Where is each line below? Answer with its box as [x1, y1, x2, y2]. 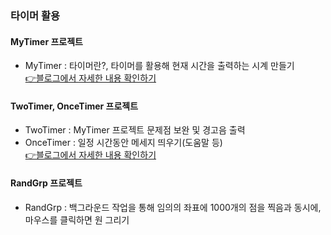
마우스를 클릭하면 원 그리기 [24, 213, 130, 226]
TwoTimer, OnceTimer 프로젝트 [10, 100, 139, 112]
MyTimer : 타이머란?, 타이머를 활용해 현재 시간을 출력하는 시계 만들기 [24, 60, 295, 72]
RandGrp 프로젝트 [10, 177, 83, 189]
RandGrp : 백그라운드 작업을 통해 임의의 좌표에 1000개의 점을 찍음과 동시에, [24, 201, 322, 213]
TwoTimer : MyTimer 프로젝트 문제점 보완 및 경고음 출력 [24, 124, 246, 136]
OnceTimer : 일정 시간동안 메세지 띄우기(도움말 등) [24, 137, 223, 149]
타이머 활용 [10, 8, 61, 22]
